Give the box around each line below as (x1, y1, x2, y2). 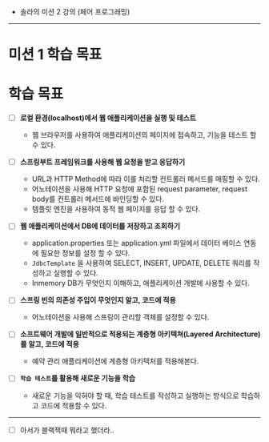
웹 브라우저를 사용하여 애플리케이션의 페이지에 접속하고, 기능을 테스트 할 (31, 131, 257, 140)
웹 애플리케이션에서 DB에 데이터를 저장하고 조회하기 (19, 221, 181, 231)
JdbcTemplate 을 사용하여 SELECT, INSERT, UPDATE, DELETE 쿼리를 (31, 259, 252, 268)
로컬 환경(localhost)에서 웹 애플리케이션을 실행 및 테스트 (19, 113, 196, 123)
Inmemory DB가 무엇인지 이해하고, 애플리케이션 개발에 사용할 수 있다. (31, 279, 251, 288)
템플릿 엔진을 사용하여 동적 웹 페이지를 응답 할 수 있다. (31, 204, 201, 214)
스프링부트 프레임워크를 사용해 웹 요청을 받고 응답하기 (19, 157, 186, 167)
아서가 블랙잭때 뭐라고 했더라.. (19, 425, 114, 435)
